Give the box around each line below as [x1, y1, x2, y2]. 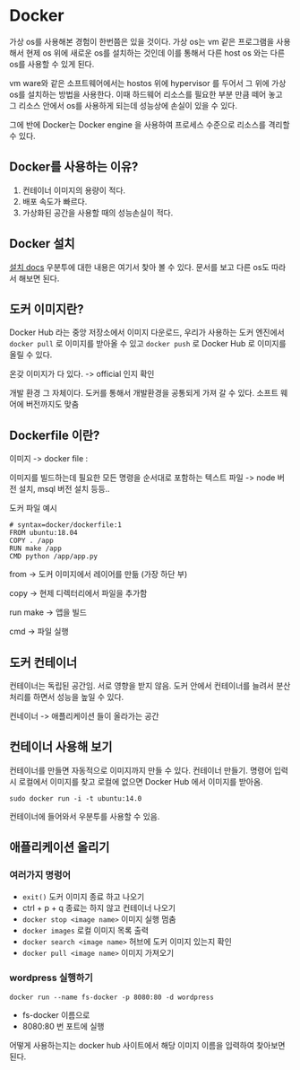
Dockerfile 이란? [9, 427, 100, 443]
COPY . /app [9, 536, 54, 546]
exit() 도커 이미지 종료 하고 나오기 [21, 890, 145, 902]
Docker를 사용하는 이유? [9, 159, 139, 175]
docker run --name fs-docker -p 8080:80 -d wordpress [9, 993, 215, 1002]
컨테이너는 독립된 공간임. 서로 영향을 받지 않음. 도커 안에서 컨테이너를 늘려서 [9, 680, 275, 691]
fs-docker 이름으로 [21, 1009, 90, 1020]
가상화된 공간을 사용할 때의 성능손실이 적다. [21, 207, 174, 218]
